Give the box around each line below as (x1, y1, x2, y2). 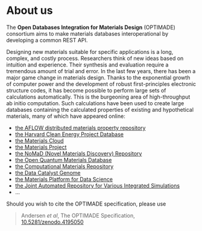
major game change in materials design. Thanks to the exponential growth (6, 74, 191, 81)
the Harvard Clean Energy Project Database (14, 131, 124, 138)
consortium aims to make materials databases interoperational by (6, 30, 169, 37)
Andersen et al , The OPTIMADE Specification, (21, 212, 136, 219)
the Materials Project (14, 143, 67, 151)
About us (6, 4, 53, 18)
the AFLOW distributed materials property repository (14, 124, 146, 131)
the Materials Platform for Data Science (14, 175, 113, 183)
